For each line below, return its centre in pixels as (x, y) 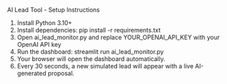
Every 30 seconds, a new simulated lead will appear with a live (105, 66)
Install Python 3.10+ (44, 23)
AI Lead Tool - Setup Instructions (54, 10)
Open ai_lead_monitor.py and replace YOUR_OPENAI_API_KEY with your (118, 37)
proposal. (61, 73)
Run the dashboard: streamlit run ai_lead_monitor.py (90, 51)
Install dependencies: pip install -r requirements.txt (89, 30)
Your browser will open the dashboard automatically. (91, 59)
